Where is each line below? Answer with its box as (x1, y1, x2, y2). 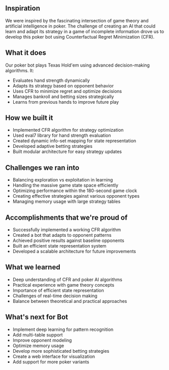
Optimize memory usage (12, 343, 64, 349)
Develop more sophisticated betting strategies (12, 348, 110, 354)
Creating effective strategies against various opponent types (12, 193, 140, 199)
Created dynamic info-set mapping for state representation (12, 138, 137, 144)
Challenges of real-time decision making (12, 292, 97, 299)
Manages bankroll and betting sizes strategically (12, 94, 114, 100)
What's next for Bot (5, 313, 69, 322)
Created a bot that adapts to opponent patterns (12, 232, 112, 238)
